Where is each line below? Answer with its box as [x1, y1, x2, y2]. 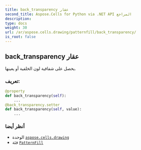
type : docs [5, 21, 27, 26]
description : [5, 16, 32, 21]
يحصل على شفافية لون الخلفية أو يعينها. [5, 65, 77, 71]
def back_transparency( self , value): [5, 107, 82, 112]
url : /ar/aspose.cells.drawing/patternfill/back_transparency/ [5, 30, 137, 35]
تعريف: [5, 78, 20, 85]
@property [5, 88, 25, 93]
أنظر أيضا [5, 123, 25, 130]
